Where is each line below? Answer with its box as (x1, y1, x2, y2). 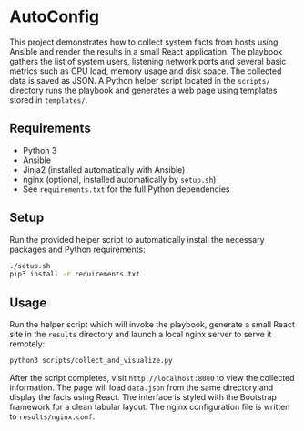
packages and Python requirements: (9, 244, 146, 255)
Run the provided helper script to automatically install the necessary (9, 234, 266, 245)
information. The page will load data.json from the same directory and (9, 382, 274, 393)
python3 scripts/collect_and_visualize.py (9, 356, 173, 366)
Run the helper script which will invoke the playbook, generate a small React (9, 319, 296, 330)
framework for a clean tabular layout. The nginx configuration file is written (9, 402, 290, 412)
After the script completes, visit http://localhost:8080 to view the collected (9, 373, 295, 383)
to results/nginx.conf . (9, 411, 96, 422)
